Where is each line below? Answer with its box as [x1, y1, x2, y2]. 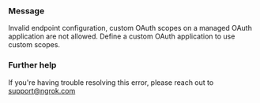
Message [8, 6, 45, 17]
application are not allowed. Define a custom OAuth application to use [8, 31, 236, 41]
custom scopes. [8, 40, 61, 50]
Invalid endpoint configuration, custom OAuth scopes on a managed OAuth [8, 24, 253, 33]
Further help [8, 60, 57, 71]
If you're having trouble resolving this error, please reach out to [8, 77, 214, 87]
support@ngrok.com [8, 86, 76, 95]
